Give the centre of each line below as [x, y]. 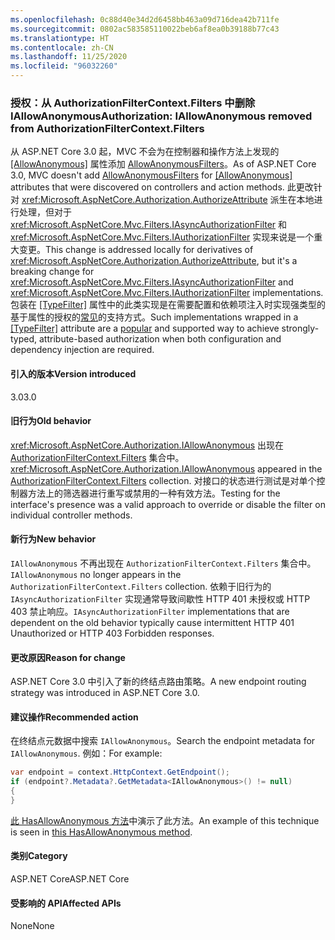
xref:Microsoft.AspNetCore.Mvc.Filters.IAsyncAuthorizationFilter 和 [149, 225]
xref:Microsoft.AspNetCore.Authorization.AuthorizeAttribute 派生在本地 [168, 200]
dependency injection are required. [82, 350]
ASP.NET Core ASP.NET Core [70, 879]
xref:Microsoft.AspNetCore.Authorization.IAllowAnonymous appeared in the [166, 468]
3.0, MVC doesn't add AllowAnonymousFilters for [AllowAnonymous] [151, 175]
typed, [24, 339]
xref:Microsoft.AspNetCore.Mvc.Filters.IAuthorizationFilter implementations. [167, 293]
